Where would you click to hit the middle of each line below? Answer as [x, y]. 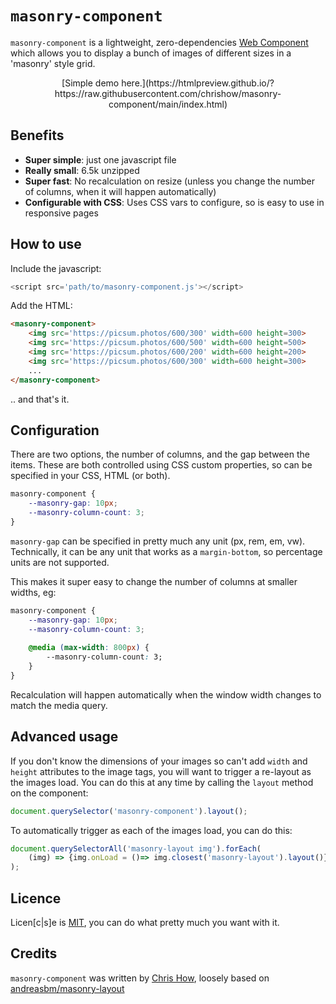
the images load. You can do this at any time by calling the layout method [162, 782]
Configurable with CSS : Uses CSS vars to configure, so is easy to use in [174, 202]
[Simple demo [90, 83]
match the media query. [59, 705]
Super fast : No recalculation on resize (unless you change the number [170, 181]
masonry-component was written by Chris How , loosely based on [140, 978]
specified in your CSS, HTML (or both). [90, 476]
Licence [36, 898]
